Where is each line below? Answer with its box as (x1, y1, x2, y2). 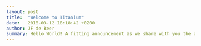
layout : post (6, 8, 39, 15)
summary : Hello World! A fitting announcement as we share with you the (6, 31, 191, 37)
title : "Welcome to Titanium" (6, 14, 84, 20)
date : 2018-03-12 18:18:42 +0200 (6, 20, 95, 26)
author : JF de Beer (6, 25, 55, 32)
